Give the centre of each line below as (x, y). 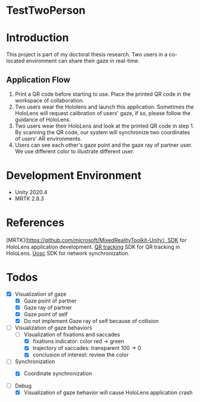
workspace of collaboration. (49, 100)
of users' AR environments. (48, 138)
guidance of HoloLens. (43, 119)
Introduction (38, 38)
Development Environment (74, 176)
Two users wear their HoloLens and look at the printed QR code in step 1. (104, 126)
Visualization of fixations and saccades (72, 335)
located (16, 61)
